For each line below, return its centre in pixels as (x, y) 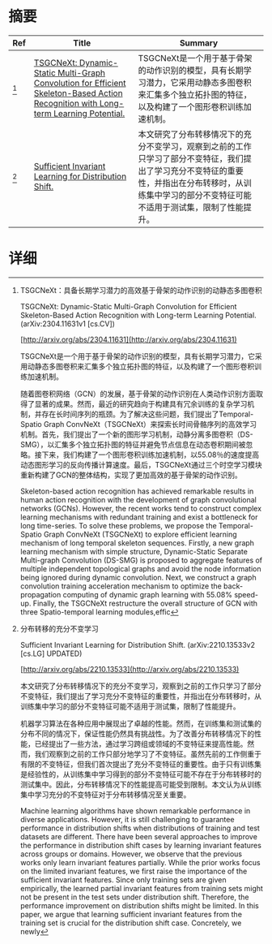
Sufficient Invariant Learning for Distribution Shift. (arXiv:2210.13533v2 (138, 644)
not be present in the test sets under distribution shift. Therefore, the (134, 897)
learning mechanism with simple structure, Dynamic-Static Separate (134, 551)
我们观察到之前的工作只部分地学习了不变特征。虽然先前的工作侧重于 (148, 754)
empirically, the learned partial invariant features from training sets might (141, 888)
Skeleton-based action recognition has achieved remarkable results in (137, 491)
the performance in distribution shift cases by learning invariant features (140, 845)
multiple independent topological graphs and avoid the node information (140, 568)
